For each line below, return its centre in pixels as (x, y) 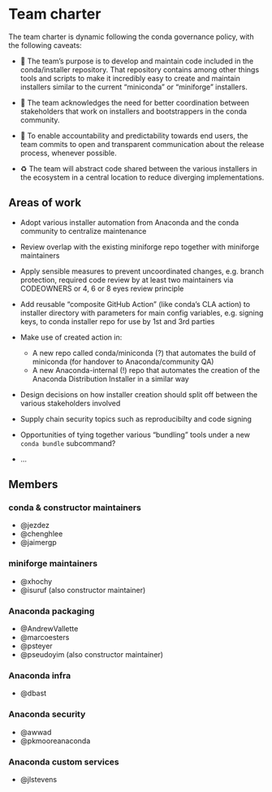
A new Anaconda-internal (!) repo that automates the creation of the (146, 370)
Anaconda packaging (52, 611)
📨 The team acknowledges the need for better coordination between (135, 102)
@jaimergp (38, 543)
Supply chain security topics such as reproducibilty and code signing (136, 418)
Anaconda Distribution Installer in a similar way (110, 379)
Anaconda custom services (64, 762)
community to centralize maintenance (83, 231)
